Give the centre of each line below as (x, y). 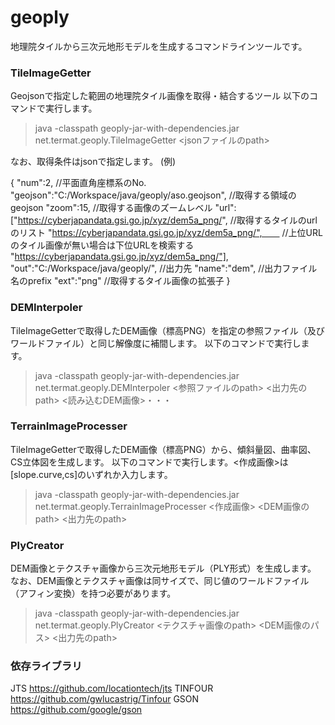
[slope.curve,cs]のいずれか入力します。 (91, 474)
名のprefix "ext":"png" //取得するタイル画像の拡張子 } (120, 281)
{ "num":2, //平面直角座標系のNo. (78, 183)
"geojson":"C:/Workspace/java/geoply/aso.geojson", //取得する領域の (153, 195)
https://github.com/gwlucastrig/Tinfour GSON (105, 699)
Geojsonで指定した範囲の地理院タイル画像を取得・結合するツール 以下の (160, 96)
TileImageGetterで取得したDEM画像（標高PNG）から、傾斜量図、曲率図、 (163, 449)
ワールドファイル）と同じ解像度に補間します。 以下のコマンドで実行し (156, 343)
